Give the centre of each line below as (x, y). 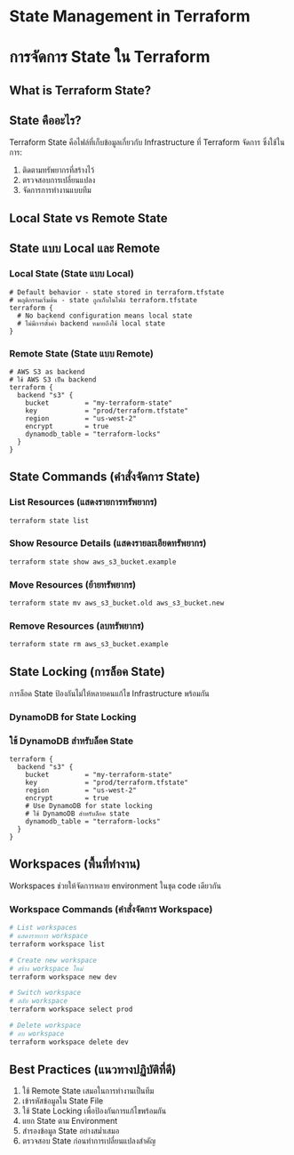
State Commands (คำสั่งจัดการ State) (105, 477)
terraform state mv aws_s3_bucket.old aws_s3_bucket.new (117, 603)
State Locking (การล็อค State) (87, 672)
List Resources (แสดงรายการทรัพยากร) (83, 502)
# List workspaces (43, 928)
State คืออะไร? (45, 120)
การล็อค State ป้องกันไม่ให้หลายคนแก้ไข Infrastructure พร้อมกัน (110, 693)
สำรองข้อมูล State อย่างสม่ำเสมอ (71, 1131)
